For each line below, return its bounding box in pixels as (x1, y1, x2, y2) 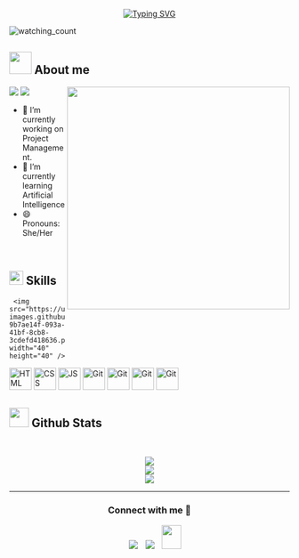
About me (34, 62, 91, 77)
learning (21, 180, 53, 190)
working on (21, 123, 64, 133)
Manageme (21, 142, 64, 153)
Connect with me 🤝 (108, 504, 191, 516)
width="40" (9, 344, 50, 352)
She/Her (21, 227, 53, 238)
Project (21, 133, 49, 143)
